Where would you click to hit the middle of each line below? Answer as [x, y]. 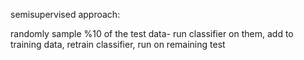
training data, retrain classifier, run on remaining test [118, 44]
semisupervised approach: [65, 14]
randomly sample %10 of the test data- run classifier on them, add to [152, 33]
